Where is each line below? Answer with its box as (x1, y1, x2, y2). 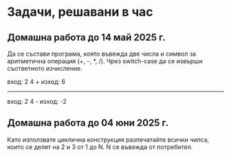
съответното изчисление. (7, 65, 82, 72)
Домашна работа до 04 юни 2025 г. (7, 117, 169, 129)
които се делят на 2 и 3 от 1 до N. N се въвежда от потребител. (7, 142, 193, 151)
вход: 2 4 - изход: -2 (7, 98, 67, 105)
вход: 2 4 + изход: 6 (7, 78, 66, 86)
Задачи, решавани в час (7, 4, 153, 20)
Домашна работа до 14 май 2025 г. (7, 32, 166, 43)
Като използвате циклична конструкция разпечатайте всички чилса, (7, 135, 210, 144)
